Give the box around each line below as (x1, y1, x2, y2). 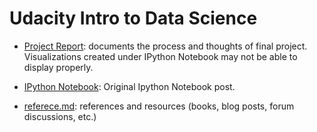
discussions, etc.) (23, 110, 97, 122)
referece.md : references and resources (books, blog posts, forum (23, 100, 295, 112)
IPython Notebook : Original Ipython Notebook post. (23, 80, 236, 92)
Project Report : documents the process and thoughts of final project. (23, 40, 308, 52)
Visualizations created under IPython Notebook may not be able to (23, 50, 298, 62)
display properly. (23, 61, 94, 73)
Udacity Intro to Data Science (9, 7, 258, 30)
